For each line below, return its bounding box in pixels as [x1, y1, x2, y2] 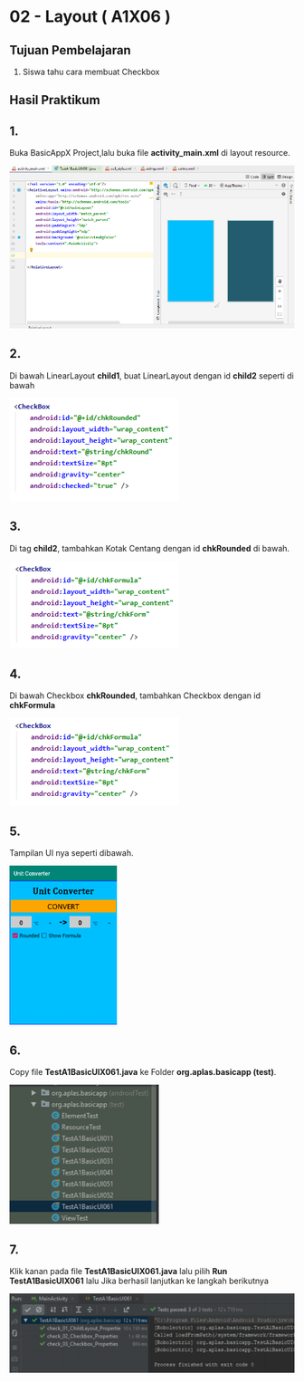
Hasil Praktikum [9, 92, 101, 108]
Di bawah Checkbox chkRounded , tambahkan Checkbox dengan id [9, 690, 261, 701]
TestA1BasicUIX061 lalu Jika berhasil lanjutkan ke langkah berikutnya [9, 1275, 269, 1286]
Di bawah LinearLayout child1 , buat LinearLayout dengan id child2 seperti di [9, 369, 294, 381]
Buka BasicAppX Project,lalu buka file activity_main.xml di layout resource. [9, 148, 291, 158]
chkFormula [9, 700, 56, 711]
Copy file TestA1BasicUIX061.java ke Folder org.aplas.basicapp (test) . [9, 1067, 277, 1078]
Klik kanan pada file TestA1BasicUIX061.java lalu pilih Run [9, 1265, 228, 1276]
